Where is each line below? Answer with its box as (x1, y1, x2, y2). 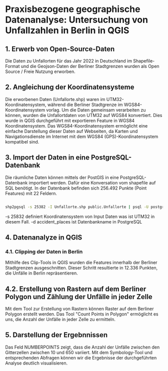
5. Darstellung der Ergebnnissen (5, 331, 108, 339)
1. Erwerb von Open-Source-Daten (5, 44, 115, 53)
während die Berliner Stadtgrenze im (47, 101, 123, 107)
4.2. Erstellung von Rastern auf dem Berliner (5, 284, 146, 293)
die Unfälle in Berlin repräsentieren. (5, 270, 78, 276)
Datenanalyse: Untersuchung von (5, 14, 148, 25)
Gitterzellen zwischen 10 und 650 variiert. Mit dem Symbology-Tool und (5, 349, 152, 355)
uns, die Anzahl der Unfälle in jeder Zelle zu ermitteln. (5, 316, 116, 322)
